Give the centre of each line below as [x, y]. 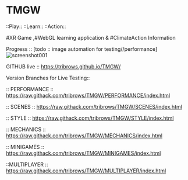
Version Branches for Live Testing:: [48, 78]
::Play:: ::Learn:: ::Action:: [36, 26]
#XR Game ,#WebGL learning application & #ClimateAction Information [91, 37]
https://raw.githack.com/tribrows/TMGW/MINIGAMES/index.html [84, 153]
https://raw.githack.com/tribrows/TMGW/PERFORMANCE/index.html [88, 95]
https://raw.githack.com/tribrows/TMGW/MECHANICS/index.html [84, 136]
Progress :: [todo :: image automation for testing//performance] [82, 49]
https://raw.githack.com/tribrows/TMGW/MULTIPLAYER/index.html [86, 171]
